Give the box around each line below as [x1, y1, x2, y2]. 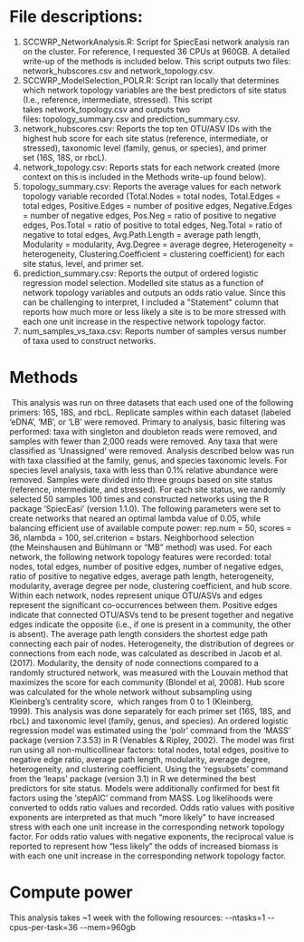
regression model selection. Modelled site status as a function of [22, 277, 264, 288]
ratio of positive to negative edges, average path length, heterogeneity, [9, 570, 274, 582]
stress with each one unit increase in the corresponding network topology [9, 821, 285, 832]
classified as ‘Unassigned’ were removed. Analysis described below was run [9, 445, 295, 456]
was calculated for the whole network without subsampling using [9, 686, 252, 697]
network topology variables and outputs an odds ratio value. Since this [22, 287, 287, 298]
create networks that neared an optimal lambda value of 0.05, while [9, 513, 261, 524]
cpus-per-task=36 [9, 921, 79, 932]
